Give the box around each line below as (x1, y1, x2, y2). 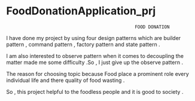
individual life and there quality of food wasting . (6, 76, 125, 84)
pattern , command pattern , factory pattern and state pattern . (6, 41, 160, 48)
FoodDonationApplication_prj (6, 4, 156, 18)
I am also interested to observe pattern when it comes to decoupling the (6, 52, 184, 59)
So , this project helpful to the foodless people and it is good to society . (6, 88, 184, 95)
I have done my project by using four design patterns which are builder (6, 34, 181, 41)
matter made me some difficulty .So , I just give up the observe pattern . (6, 59, 184, 66)
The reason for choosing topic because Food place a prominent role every (6, 70, 190, 77)
